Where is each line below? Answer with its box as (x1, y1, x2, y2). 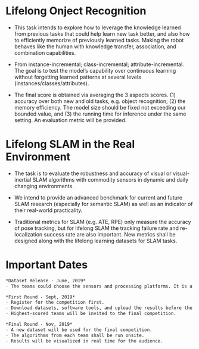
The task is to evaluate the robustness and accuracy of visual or (14, 170, 172, 177)
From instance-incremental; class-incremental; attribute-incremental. (14, 61, 184, 68)
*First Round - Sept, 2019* (5, 294, 76, 300)
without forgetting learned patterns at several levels (14, 73, 141, 80)
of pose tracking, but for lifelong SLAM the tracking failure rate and (14, 225, 179, 232)
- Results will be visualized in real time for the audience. (5, 338, 163, 344)
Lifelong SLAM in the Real (5, 138, 135, 151)
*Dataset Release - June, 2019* (5, 278, 86, 283)
